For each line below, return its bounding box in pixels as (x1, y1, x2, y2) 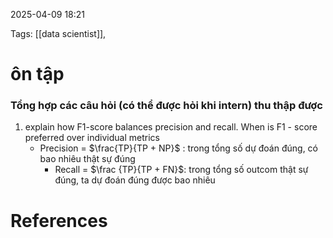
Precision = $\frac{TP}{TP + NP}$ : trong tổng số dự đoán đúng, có (39, 142, 318, 154)
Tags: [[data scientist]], (10, 28, 107, 39)
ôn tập (10, 63, 65, 86)
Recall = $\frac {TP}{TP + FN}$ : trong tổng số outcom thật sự (54, 164, 309, 176)
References (10, 209, 108, 232)
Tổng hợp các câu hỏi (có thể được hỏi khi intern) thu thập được (10, 99, 323, 113)
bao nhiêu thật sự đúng (39, 153, 136, 165)
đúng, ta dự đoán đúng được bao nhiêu (54, 174, 216, 186)
